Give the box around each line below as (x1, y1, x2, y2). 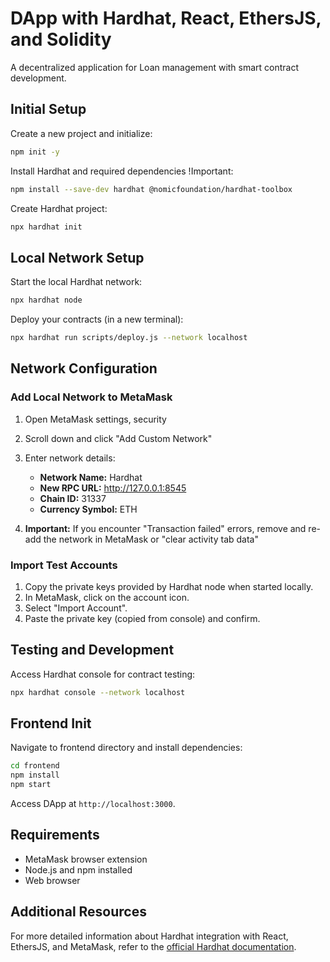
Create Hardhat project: (10, 202, 108, 214)
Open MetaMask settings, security (24, 413, 167, 425)
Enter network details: (24, 452, 116, 464)
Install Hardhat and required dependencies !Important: (10, 165, 234, 177)
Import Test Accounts (10, 558, 118, 572)
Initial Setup (10, 101, 87, 118)
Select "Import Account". (24, 602, 128, 614)
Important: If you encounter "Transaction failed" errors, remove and (24, 522, 307, 534)
